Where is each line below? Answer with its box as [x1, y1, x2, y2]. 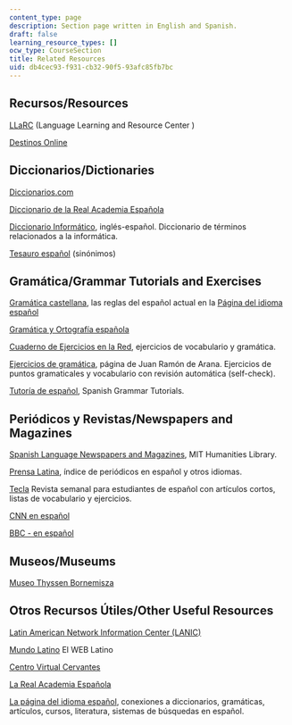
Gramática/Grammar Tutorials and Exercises [9, 273, 262, 288]
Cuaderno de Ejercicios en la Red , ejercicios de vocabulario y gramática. [9, 341, 277, 353]
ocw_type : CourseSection [9, 46, 102, 55]
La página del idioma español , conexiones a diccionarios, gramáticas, [9, 696, 265, 706]
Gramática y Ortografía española [9, 324, 129, 335]
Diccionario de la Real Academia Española [9, 204, 164, 214]
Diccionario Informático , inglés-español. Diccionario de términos [9, 221, 247, 232]
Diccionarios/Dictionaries [9, 162, 154, 179]
